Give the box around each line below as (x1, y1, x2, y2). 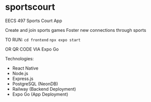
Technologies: (5, 55, 34, 61)
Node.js (12, 70, 29, 76)
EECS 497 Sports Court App (5, 18, 63, 24)
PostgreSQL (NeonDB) (12, 80, 58, 87)
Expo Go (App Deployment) (12, 91, 68, 97)
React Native (12, 65, 38, 71)
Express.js (12, 76, 34, 81)
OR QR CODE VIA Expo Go (5, 46, 59, 52)
